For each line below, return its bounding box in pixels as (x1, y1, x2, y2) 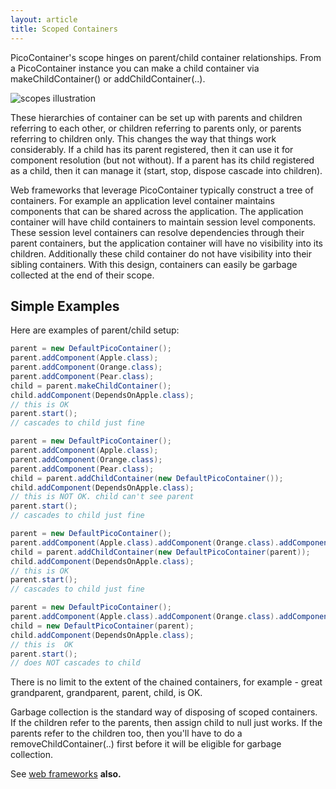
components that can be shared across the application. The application (10, 205, 304, 217)
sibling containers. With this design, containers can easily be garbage (10, 258, 298, 270)
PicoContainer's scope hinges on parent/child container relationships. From (10, 51, 322, 63)
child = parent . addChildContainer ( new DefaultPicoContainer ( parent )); (10, 547, 311, 557)
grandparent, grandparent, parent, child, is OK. (10, 687, 203, 699)
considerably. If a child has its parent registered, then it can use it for (10, 143, 294, 155)
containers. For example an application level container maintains (10, 194, 275, 206)
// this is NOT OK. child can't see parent (10, 492, 195, 502)
